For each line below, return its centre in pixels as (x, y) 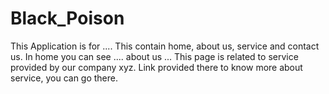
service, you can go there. (64, 78)
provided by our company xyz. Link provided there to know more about (156, 67)
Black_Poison (67, 18)
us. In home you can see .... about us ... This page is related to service (154, 56)
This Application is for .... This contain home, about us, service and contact (165, 46)
